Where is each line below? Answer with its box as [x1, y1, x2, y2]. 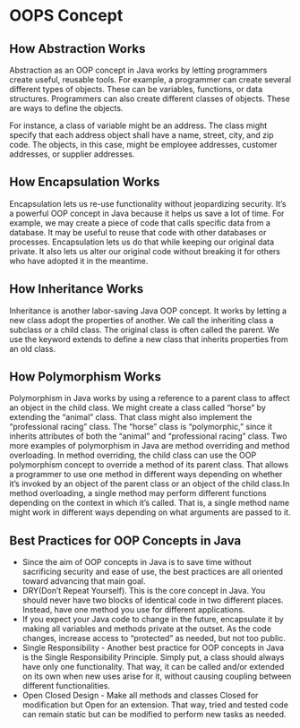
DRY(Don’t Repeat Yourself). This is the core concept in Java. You [21, 586, 266, 596]
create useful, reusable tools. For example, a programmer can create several [9, 74, 292, 85]
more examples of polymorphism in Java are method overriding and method [9, 441, 290, 451]
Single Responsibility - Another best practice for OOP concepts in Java [21, 642, 285, 654]
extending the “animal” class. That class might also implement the [9, 412, 253, 423]
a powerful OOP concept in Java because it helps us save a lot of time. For [9, 208, 285, 218]
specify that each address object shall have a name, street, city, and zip [9, 130, 274, 140]
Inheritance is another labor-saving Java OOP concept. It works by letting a [9, 305, 287, 316]
